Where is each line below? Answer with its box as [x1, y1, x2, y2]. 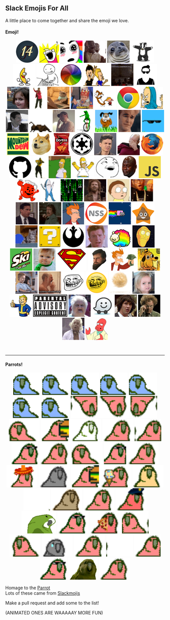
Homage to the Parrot [5, 585, 51, 591]
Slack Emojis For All [5, 4, 69, 13]
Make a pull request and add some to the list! [5, 600, 99, 606]
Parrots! [5, 361, 23, 367]
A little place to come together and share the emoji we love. [5, 17, 129, 23]
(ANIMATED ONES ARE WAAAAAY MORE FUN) [5, 610, 103, 616]
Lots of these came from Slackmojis [5, 590, 80, 596]
